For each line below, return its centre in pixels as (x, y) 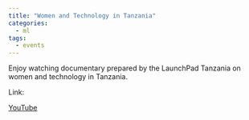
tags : (17, 38)
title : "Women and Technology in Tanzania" (82, 16)
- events (30, 46)
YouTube (23, 108)
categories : (28, 23)
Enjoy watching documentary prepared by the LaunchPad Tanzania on (124, 68)
